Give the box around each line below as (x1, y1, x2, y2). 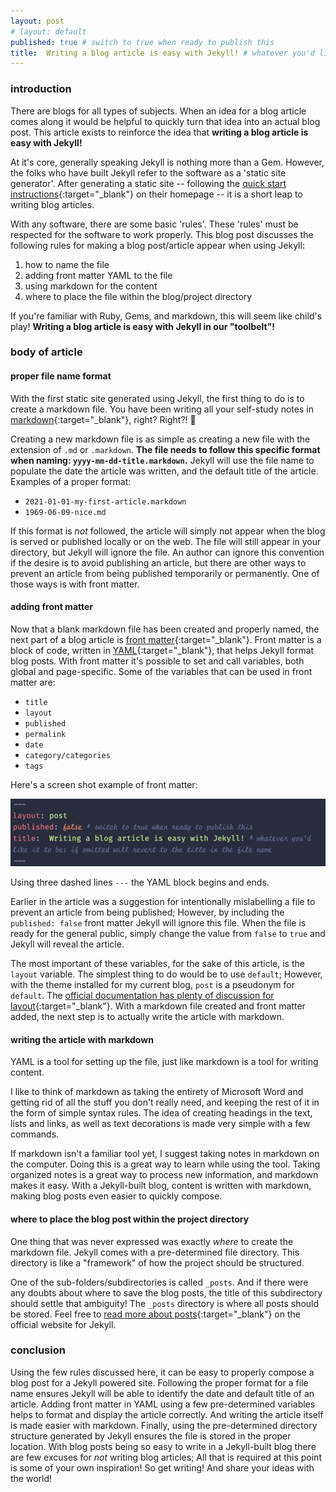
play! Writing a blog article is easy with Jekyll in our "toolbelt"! (10, 320, 276, 332)
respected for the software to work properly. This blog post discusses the (10, 228, 314, 240)
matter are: (10, 676, 56, 688)
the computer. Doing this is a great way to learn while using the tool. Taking (10, 1158, 321, 1170)
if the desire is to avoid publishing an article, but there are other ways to (10, 556, 307, 569)
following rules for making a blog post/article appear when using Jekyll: (10, 239, 305, 251)
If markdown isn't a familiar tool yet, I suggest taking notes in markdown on (10, 1148, 320, 1160)
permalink (24, 729, 67, 739)
